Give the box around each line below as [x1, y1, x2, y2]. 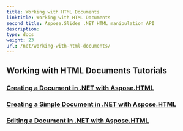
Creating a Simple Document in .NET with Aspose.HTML [6, 100, 176, 108]
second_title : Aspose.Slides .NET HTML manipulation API [6, 20, 155, 26]
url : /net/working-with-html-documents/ [6, 43, 111, 49]
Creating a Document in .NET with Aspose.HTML [6, 83, 154, 92]
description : [6, 26, 40, 32]
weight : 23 [6, 37, 34, 43]
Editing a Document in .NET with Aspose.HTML [6, 116, 149, 125]
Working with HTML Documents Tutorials [6, 65, 167, 76]
